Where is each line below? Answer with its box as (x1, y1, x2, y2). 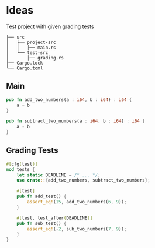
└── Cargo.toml (6, 65, 43, 71)
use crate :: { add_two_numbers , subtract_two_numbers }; (16, 177, 150, 183)
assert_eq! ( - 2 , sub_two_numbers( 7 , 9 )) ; (27, 226, 127, 232)
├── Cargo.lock (6, 60, 43, 66)
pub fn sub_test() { (16, 220, 67, 226)
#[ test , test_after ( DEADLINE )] (16, 215, 93, 221)
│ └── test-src (6, 49, 49, 56)
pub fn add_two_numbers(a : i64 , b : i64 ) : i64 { (6, 96, 132, 103)
